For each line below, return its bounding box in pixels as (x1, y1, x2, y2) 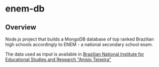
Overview (5, 23, 37, 31)
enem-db (5, 3, 45, 14)
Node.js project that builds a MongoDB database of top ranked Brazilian (5, 36, 154, 42)
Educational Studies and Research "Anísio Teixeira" (5, 56, 112, 62)
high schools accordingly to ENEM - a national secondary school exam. (5, 41, 153, 47)
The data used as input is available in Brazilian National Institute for (5, 51, 144, 57)
